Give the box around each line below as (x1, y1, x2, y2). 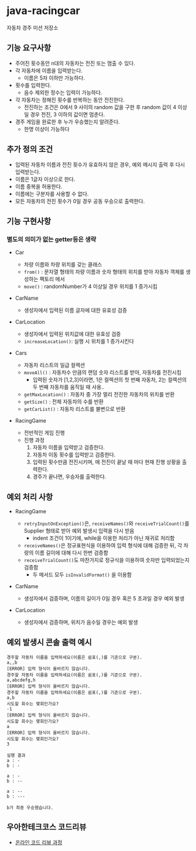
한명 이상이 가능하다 (23, 125, 70, 132)
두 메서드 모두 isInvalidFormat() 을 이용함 (32, 571, 132, 578)
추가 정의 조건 (6, 145, 53, 155)
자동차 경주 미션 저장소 (6, 24, 59, 31)
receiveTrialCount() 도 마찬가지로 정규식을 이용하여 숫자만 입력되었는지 (23, 557, 190, 564)
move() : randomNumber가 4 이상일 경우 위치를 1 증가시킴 (23, 283, 157, 290)
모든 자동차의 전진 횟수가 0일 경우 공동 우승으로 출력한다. (15, 197, 145, 204)
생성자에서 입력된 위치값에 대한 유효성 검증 (23, 331, 122, 338)
